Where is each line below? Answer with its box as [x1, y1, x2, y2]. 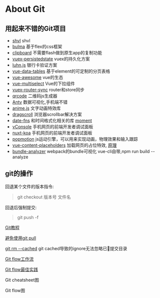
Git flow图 [5, 287, 26, 293]
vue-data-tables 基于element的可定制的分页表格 [12, 68, 110, 74]
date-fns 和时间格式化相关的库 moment [12, 117, 92, 123]
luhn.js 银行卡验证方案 [12, 62, 58, 68]
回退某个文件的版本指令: [5, 184, 54, 189]
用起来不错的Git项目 [5, 24, 66, 33]
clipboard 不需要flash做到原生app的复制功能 [12, 50, 102, 55]
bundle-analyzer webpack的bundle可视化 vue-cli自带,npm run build [12, 149, 150, 154]
